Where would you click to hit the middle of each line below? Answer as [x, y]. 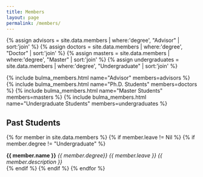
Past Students [33, 123]
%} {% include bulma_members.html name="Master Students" [85, 91]
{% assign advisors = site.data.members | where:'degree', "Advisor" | [93, 41]
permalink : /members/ [34, 23]
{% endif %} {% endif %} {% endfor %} [56, 169]
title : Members [25, 12]
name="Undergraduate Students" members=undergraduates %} [87, 104]
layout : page [23, 18]
